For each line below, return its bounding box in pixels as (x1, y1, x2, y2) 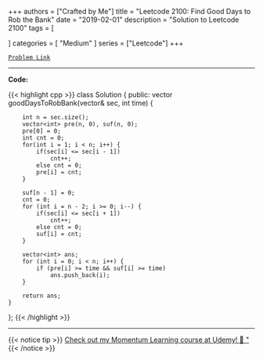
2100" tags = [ (8, 24, 55, 32)
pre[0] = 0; (22, 127, 61, 135)
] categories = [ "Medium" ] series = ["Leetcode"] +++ (8, 38, 184, 48)
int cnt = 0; (22, 134, 65, 142)
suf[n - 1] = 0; (22, 189, 76, 197)
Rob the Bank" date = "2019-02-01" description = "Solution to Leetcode (8, 15, 240, 24)
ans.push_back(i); (49, 271, 110, 279)
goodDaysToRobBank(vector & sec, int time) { (8, 98, 153, 107)
